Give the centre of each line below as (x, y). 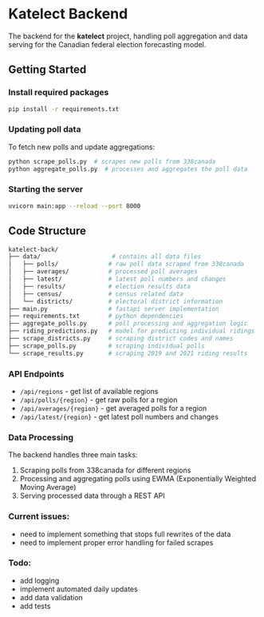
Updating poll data (45, 129)
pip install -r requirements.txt (64, 109)
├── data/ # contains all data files (105, 257)
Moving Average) (48, 488)
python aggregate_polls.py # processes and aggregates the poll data (128, 169)
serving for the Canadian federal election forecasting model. (107, 44)
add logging (39, 580)
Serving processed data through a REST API (92, 496)
